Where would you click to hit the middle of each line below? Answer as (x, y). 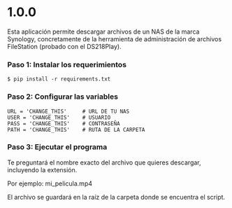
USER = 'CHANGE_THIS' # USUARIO (59, 117)
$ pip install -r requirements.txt (59, 79)
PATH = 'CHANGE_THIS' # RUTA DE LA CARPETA (76, 130)
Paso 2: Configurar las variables (63, 97)
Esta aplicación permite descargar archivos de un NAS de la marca (103, 32)
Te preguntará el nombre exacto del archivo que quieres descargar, (104, 162)
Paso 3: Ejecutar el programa (57, 147)
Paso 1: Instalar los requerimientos (67, 64)
